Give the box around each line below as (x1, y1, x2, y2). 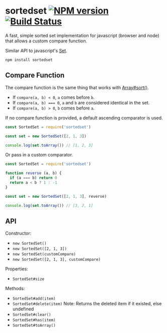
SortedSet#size (12, 276, 45, 282)
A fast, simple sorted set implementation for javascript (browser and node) (5, 32, 159, 38)
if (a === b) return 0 (10, 176, 57, 181)
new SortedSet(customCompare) (12, 252, 76, 257)
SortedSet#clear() (12, 312, 51, 317)
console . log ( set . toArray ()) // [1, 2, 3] (5, 143, 94, 148)
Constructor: (5, 230, 32, 237)
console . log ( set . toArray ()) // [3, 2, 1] (5, 203, 94, 208)
